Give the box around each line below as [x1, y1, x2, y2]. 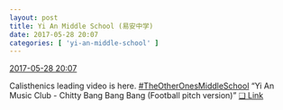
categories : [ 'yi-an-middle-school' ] [9, 38, 160, 48]
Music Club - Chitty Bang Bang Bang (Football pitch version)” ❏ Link [9, 90, 264, 101]
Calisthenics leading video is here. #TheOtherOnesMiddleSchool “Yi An [9, 80, 275, 91]
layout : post [9, 13, 59, 23]
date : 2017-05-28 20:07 [9, 30, 99, 39]
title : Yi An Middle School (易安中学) [9, 22, 154, 31]
